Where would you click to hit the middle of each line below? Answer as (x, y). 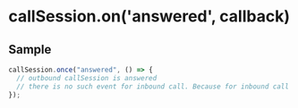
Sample (30, 50)
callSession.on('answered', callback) (149, 17)
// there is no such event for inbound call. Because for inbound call (153, 87)
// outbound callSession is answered (87, 78)
